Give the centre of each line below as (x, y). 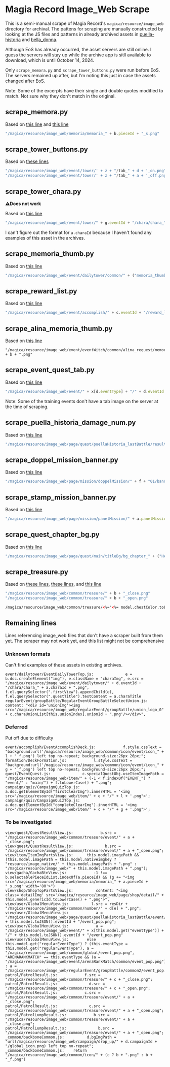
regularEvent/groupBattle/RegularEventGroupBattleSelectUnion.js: (77, 701)
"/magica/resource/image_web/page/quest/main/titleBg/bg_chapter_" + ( (82, 556)
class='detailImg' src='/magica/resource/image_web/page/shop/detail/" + (85, 895)
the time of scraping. (27, 407)
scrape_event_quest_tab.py (50, 370)
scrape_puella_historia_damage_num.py (71, 423)
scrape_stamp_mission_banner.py (61, 497)
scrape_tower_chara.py (43, 191)
